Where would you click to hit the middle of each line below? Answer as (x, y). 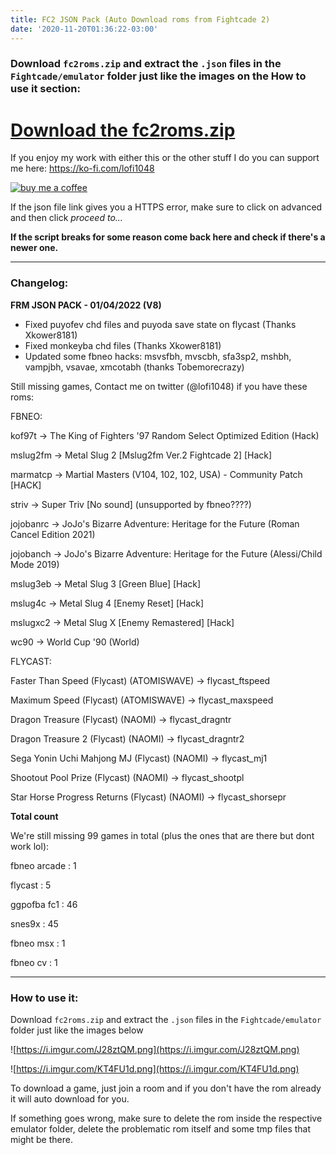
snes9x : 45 (34, 923)
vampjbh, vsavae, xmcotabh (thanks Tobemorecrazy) (134, 367)
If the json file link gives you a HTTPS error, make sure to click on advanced (166, 207)
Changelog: (39, 283)
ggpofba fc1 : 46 (44, 904)
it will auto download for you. (70, 1098)
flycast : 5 (31, 885)
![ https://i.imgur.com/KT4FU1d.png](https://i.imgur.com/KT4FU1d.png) (155, 1068)
